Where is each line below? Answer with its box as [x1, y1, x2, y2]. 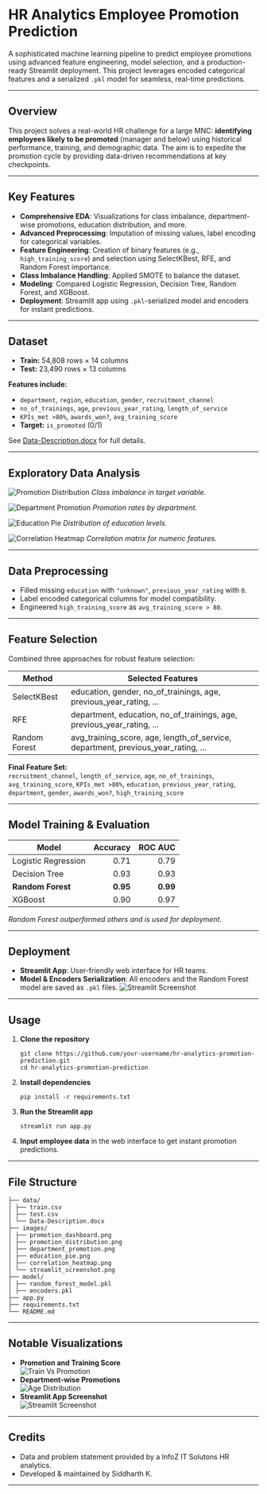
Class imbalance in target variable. [91, 488, 207, 497]
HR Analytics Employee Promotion [8, 6, 240, 24]
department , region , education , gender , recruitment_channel [19, 395, 215, 405]
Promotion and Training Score [19, 1358, 121, 1368]
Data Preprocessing [8, 564, 109, 578]
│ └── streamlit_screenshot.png [8, 1266, 115, 1274]
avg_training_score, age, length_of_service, [70, 732, 232, 743]
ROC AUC [138, 842, 176, 853]
